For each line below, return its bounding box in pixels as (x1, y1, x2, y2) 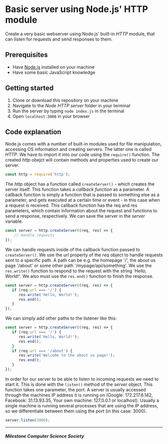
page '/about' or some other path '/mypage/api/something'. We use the (5, 262, 152, 268)
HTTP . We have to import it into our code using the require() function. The (5, 152, 160, 158)
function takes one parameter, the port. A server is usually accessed (5, 386, 146, 392)
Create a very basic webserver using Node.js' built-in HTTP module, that (5, 31, 155, 37)
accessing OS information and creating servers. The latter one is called (5, 146, 151, 153)
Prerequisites (5, 51, 48, 59)
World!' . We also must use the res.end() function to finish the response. (5, 273, 154, 279)
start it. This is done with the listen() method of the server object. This (5, 381, 153, 387)
